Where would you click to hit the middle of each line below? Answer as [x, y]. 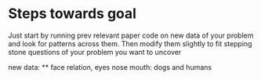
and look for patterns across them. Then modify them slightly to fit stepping [130, 43]
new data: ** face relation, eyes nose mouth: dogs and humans [110, 67]
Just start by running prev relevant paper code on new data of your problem [131, 35]
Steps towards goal [72, 14]
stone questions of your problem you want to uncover [95, 52]
